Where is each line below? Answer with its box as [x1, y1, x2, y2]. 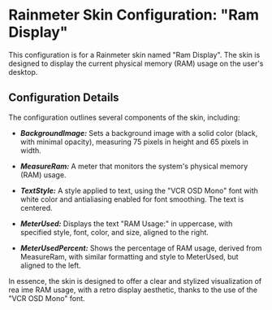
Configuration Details [8, 91, 119, 105]
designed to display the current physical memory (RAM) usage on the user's [8, 59, 264, 68]
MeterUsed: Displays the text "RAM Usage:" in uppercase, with [19, 218, 233, 229]
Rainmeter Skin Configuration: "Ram [8, 6, 260, 24]
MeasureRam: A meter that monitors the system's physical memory [19, 161, 248, 171]
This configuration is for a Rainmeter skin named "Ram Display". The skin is [8, 50, 261, 59]
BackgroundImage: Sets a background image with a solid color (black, [19, 128, 258, 138]
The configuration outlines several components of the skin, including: [8, 112, 240, 122]
